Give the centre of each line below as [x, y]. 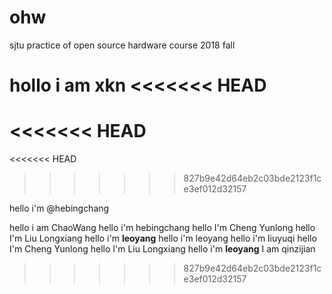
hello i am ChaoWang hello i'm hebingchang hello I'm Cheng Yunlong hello [162, 228]
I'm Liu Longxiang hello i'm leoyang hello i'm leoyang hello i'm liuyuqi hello [163, 238]
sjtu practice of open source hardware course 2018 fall [122, 45]
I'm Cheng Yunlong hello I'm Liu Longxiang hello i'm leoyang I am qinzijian [162, 249]
